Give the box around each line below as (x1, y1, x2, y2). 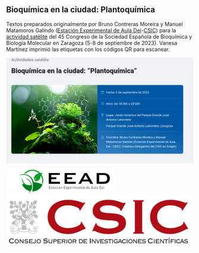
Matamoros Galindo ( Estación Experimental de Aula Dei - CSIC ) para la (6, 27, 176, 34)
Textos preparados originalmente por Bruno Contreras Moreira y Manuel (6, 20, 183, 27)
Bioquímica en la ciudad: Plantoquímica (6, 5, 156, 15)
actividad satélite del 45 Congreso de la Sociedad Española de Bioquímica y (6, 33, 192, 40)
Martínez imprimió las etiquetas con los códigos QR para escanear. (6, 46, 170, 53)
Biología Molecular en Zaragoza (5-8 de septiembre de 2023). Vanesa (6, 39, 178, 46)
